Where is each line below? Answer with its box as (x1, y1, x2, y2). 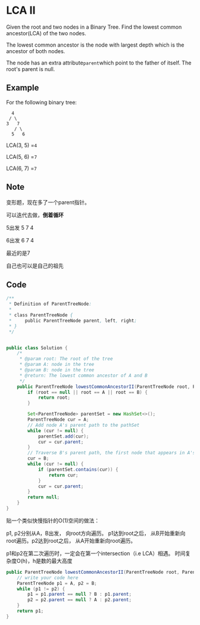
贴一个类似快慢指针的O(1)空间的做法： (6, 517, 100, 524)
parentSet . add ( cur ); (37, 433, 89, 439)
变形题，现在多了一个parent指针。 (6, 198, 90, 206)
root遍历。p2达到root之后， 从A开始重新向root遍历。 (6, 537, 136, 544)
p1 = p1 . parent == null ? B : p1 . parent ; (27, 592, 132, 598)
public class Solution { (6, 344, 68, 351)
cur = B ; (27, 455, 49, 461)
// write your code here (17, 574, 79, 581)
